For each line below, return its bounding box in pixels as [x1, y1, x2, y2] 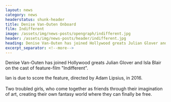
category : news [5, 12, 38, 17]
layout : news [5, 7, 33, 13]
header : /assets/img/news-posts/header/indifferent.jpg [5, 36, 126, 41]
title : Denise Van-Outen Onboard [5, 21, 76, 27]
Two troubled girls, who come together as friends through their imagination [5, 85, 163, 92]
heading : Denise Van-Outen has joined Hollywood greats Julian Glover [5, 41, 158, 46]
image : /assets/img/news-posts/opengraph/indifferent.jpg [5, 31, 131, 36]
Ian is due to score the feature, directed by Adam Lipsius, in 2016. [5, 74, 142, 81]
